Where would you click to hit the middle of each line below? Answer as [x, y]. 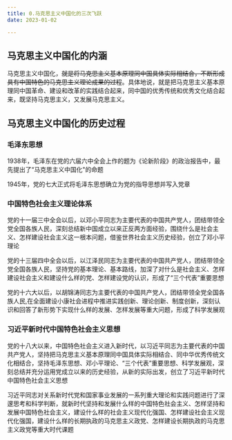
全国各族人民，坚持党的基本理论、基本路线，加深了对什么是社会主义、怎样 [119, 269]
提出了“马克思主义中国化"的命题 [58, 169]
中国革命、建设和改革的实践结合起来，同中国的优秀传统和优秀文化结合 [119, 91]
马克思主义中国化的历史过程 [66, 123]
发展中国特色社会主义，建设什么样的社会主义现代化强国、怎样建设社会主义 [113, 412]
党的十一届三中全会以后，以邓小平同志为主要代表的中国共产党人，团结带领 [113, 220]
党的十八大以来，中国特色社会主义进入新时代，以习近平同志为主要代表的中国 [116, 346]
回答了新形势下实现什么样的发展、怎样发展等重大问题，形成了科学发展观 [122, 310]
